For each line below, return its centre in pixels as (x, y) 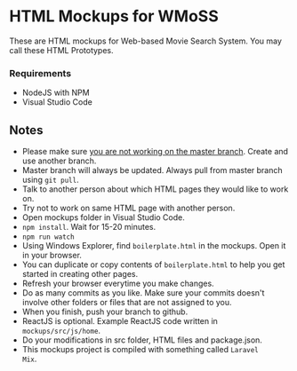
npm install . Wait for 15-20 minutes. (89, 227)
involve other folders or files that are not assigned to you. (127, 303)
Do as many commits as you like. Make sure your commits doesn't (143, 293)
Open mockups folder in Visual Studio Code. (103, 217)
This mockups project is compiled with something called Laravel (140, 350)
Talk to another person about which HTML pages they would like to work (155, 189)
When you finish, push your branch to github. (105, 312)
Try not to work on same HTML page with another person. (128, 208)
